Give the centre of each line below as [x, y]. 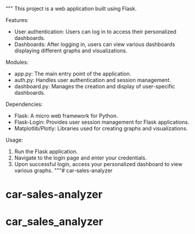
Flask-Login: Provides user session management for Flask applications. [102, 122]
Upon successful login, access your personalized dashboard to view [98, 164]
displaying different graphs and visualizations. [71, 51]
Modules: [17, 62]
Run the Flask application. [46, 152]
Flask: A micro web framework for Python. [66, 116]
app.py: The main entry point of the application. [73, 74]
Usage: [14, 140]
